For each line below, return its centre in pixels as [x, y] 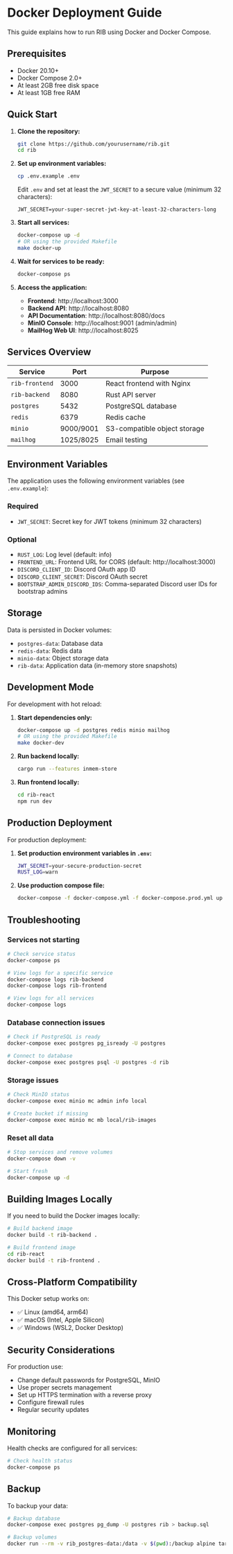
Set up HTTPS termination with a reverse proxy [85, 1395]
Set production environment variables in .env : [85, 853]
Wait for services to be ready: [61, 261]
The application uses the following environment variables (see [96, 481]
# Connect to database [40, 1056]
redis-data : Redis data [50, 651]
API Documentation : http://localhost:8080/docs [96, 315]
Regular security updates [53, 1410]
